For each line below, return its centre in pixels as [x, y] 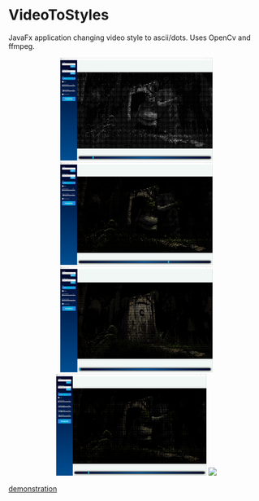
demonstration [33, 488]
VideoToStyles [59, 15]
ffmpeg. [22, 46]
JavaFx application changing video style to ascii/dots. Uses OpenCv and [130, 37]
